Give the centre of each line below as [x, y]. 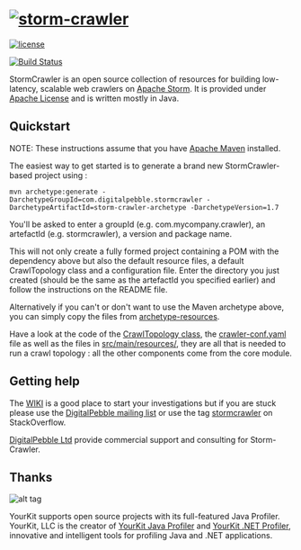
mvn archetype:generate [54, 192]
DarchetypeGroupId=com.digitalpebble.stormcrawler [106, 199]
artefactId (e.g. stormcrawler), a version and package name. [121, 233]
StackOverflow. [38, 422]
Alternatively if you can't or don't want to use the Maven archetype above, [147, 307]
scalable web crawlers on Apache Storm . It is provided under [153, 88]
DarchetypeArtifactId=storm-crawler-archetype [98, 207]
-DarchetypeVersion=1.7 [235, 207]
